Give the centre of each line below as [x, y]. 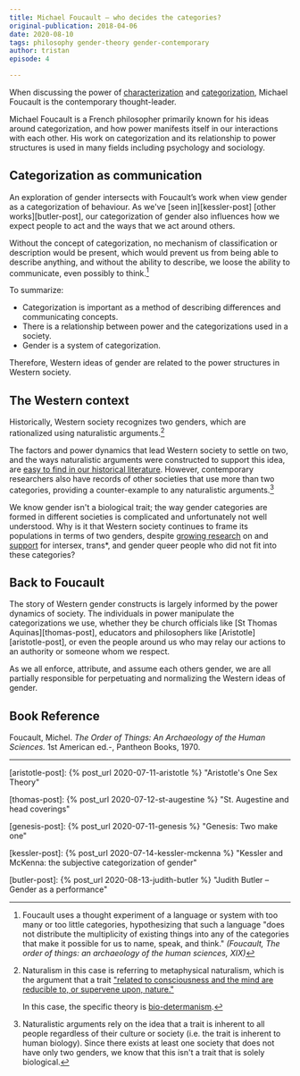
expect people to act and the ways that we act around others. [122, 225]
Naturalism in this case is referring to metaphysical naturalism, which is [153, 971]
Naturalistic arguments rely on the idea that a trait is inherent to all [143, 1024]
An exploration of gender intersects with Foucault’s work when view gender [148, 197]
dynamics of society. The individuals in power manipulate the [122, 614]
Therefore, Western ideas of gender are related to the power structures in [145, 363]
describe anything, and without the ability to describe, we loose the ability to [150, 262]
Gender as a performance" [58, 889]
